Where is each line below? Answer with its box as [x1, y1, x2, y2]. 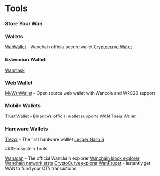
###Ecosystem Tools [5, 146, 48, 151]
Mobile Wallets [5, 102, 41, 109]
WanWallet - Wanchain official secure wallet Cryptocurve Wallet [5, 44, 132, 50]
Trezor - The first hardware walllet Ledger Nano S [5, 136, 104, 142]
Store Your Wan [5, 20, 43, 27]
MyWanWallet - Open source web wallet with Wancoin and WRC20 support [5, 90, 155, 96]
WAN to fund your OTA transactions [5, 165, 77, 171]
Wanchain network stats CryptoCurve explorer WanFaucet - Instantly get [5, 160, 151, 166]
